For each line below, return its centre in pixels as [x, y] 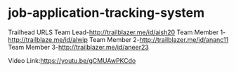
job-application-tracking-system [106, 13]
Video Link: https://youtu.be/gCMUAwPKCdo [72, 60]
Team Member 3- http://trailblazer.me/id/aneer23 [79, 47]
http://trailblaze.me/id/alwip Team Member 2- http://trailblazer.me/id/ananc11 [118, 39]
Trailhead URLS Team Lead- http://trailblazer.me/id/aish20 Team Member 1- [117, 32]
